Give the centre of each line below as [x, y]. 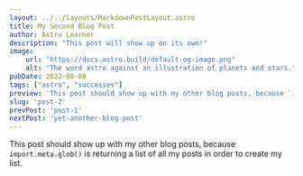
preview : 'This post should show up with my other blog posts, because [147, 93]
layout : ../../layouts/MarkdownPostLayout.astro [102, 18]
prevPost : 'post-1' [46, 110]
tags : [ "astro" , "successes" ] [66, 85]
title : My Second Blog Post [62, 26]
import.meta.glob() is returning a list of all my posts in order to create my [146, 153]
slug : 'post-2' [38, 102]
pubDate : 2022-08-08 [48, 77]
